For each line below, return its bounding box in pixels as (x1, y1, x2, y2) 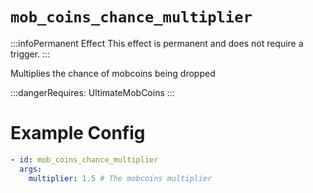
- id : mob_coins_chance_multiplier (10, 154, 159, 165)
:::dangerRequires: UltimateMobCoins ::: (10, 86, 175, 98)
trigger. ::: (10, 48, 51, 60)
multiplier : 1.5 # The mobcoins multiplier (28, 173, 213, 183)
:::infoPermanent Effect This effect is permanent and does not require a (10, 37, 304, 49)
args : (19, 164, 43, 174)
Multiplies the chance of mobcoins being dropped (10, 67, 216, 79)
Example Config (10, 122, 146, 145)
